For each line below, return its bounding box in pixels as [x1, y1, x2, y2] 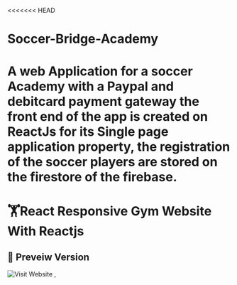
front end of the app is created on [7, 109, 208, 125]
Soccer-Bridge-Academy [7, 31, 158, 47]
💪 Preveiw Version [7, 251, 90, 263]
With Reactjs [7, 223, 84, 239]
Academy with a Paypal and [7, 78, 174, 95]
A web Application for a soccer [7, 63, 193, 80]
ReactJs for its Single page [7, 124, 169, 140]
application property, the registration [7, 139, 231, 155]
